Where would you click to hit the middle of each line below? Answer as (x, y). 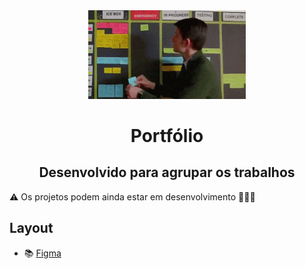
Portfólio (167, 135)
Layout (31, 228)
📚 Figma (42, 253)
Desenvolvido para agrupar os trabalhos (167, 172)
